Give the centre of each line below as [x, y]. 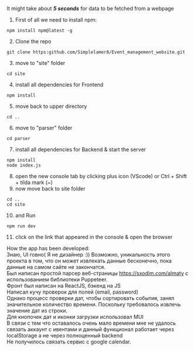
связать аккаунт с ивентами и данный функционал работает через [91, 329]
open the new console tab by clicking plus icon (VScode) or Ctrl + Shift [101, 176]
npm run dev [21, 226]
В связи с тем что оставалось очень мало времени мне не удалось [91, 323]
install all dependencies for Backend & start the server [80, 149]
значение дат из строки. [37, 311]
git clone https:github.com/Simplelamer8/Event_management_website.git [96, 52]
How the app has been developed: [48, 248]
